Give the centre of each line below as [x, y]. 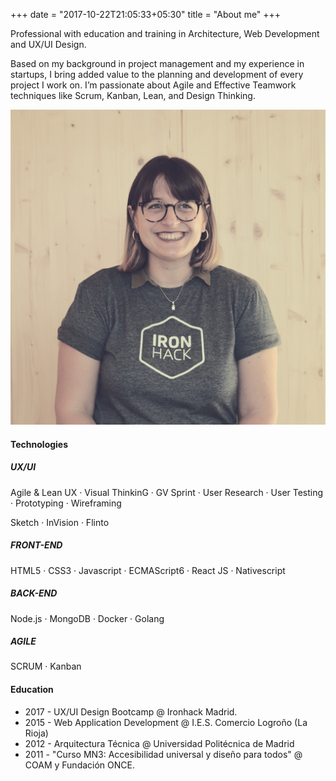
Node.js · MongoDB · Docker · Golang [87, 618]
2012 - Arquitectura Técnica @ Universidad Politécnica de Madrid [159, 743]
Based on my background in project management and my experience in [157, 63]
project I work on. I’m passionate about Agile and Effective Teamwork [153, 85]
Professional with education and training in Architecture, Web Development [165, 33]
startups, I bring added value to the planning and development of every [157, 74]
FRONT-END [36, 545]
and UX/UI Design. [48, 44]
